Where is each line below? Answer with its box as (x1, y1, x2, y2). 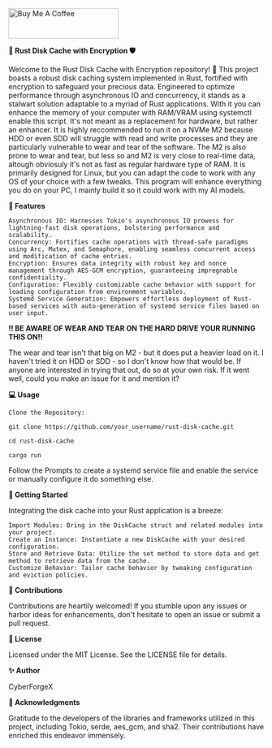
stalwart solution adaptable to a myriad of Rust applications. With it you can (8, 99, 261, 109)
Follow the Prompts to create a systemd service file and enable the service (8, 465, 258, 475)
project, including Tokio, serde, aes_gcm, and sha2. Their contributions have (8, 722, 265, 731)
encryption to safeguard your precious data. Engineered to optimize (8, 82, 235, 91)
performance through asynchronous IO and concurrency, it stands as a (8, 90, 246, 100)
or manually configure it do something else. (8, 474, 154, 483)
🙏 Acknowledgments (8, 698, 80, 707)
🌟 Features (8, 201, 46, 210)
